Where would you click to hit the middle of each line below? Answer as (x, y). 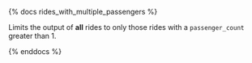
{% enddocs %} (35, 51)
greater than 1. (32, 36)
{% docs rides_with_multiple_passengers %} (83, 12)
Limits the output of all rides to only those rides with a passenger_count (126, 27)
